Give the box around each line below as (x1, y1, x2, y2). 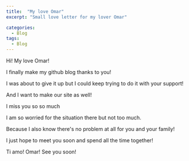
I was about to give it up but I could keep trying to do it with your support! (6, 80, 184, 87)
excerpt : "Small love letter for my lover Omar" (6, 14, 127, 20)
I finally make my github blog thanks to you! (6, 69, 112, 75)
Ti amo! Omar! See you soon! (6, 148, 76, 155)
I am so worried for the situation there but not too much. (6, 114, 142, 121)
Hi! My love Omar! (6, 57, 50, 64)
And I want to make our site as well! (6, 92, 92, 98)
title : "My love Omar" (6, 8, 65, 15)
